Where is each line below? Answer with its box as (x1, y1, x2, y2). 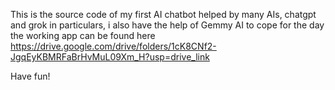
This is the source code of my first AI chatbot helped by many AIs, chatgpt (10, 9, 317, 20)
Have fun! (10, 70, 51, 82)
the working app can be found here (10, 30, 156, 41)
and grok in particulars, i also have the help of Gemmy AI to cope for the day (10, 19, 325, 31)
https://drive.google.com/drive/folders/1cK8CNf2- (10, 40, 217, 52)
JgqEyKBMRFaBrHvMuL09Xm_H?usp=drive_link (10, 51, 210, 63)
